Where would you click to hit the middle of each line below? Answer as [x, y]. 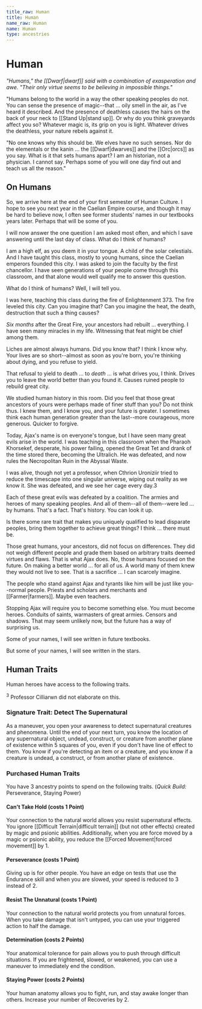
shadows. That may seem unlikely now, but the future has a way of [89, 621]
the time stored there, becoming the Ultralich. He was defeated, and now [96, 454]
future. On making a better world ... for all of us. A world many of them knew [101, 565]
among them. [23, 337]
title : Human [23, 18]
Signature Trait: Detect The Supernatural [67, 713]
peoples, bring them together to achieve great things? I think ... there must [98, 528]
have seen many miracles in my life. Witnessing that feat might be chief [94, 331]
